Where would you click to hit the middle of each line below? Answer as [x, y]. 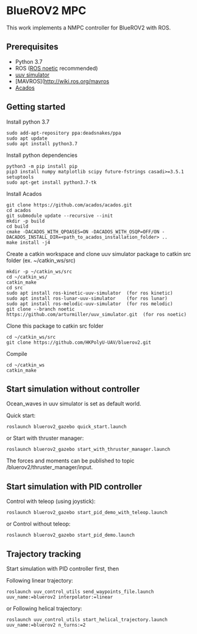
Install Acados [24, 194]
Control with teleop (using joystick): [51, 501]
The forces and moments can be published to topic [70, 461]
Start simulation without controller [73, 389]
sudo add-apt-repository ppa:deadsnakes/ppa [64, 133]
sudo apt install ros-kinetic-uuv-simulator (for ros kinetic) [90, 293]
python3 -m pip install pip [42, 166]
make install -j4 [28, 243]
